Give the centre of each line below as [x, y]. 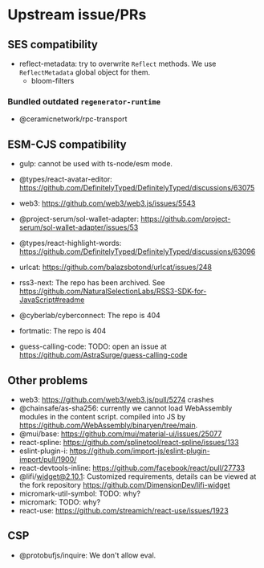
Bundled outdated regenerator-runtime [84, 101]
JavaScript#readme [52, 300]
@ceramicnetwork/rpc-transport [73, 119]
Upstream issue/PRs [77, 15]
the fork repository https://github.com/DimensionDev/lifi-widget [124, 484]
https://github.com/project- [186, 219]
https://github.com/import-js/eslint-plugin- [140, 451]
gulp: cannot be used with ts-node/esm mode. [96, 164]
